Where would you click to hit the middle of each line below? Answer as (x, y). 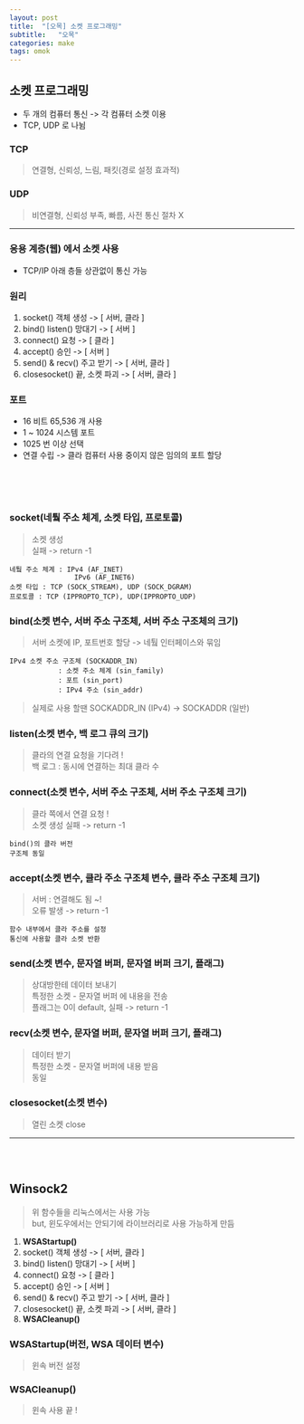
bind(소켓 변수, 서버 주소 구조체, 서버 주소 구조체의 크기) (124, 621)
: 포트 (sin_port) (90, 681)
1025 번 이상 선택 (53, 444)
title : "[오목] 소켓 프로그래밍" (66, 26)
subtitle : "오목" (44, 34)
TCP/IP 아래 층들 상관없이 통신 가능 (85, 270)
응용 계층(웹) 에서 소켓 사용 (64, 249)
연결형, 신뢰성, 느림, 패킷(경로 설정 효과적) (105, 170)
